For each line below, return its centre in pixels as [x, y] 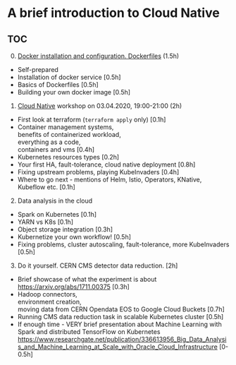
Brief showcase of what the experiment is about [87, 279]
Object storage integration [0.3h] [65, 229]
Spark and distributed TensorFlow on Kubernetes [89, 332]
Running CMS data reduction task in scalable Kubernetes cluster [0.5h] [120, 317]
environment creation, [50, 302]
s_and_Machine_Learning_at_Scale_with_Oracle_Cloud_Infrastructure [118, 347]
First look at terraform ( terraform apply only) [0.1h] [92, 119]
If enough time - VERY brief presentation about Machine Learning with [119, 324]
